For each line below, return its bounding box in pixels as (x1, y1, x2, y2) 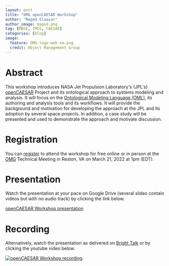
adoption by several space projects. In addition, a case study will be (5, 110, 147, 117)
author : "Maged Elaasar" (5, 17, 58, 22)
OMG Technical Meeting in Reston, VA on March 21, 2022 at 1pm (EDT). (5, 156, 154, 162)
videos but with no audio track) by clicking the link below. (5, 196, 125, 202)
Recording (5, 223, 50, 235)
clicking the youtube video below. (5, 245, 75, 251)
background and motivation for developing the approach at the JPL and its (5, 105, 160, 111)
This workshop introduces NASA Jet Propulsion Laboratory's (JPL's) (5, 84, 148, 90)
